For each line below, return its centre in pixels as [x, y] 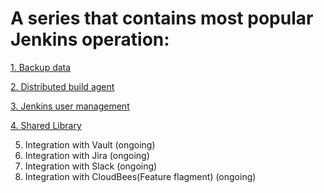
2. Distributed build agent [62, 86]
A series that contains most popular [162, 18]
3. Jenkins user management [70, 106]
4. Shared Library [46, 125]
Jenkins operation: [90, 39]
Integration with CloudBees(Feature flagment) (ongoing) [140, 176]
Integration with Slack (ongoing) [91, 166]
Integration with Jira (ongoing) [87, 155]
